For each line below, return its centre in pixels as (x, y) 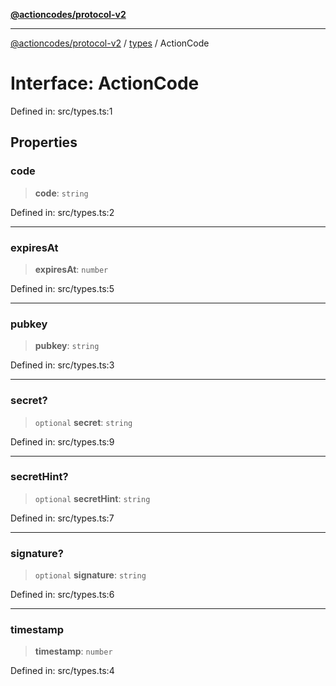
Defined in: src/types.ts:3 (62, 365)
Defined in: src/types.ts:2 (62, 212)
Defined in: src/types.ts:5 (62, 288)
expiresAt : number (71, 269)
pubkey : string (67, 346)
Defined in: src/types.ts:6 (62, 595)
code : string (61, 193)
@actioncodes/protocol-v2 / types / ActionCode (110, 43)
